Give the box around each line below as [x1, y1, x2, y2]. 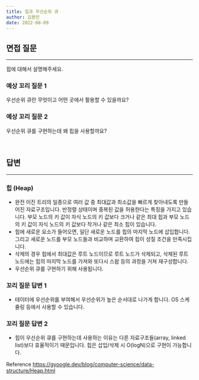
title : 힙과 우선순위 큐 [6, 8, 59, 15]
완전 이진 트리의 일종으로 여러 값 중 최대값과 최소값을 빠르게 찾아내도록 [14, 198, 178, 205]
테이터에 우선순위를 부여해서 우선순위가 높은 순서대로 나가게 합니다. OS [14, 296, 179, 303]
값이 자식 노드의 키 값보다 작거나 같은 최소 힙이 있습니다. [27, 221, 157, 228]
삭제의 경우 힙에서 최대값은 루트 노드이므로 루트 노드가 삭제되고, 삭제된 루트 [14, 250, 189, 257]
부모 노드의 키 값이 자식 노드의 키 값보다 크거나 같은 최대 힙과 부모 [27, 213, 179, 220]
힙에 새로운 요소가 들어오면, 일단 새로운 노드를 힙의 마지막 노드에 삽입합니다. [14, 228, 191, 235]
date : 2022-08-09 [6, 20, 49, 25]
